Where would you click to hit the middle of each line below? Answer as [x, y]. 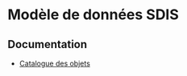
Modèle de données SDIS [93, 15]
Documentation [48, 44]
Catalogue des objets [54, 63]
